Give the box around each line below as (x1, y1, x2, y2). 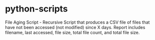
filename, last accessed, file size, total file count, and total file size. (5, 29, 140, 35)
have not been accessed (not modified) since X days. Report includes (5, 24, 146, 30)
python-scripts (5, 3, 68, 14)
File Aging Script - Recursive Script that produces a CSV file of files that (5, 19, 150, 25)
